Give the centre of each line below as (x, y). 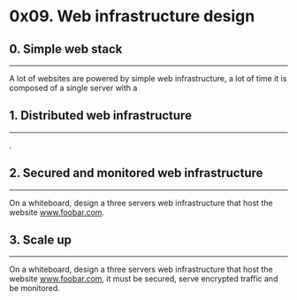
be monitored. (34, 288)
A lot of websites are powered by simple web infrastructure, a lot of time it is (148, 78)
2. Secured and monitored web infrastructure (136, 173)
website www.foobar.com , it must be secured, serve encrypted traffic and (144, 279)
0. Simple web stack (66, 49)
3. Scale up (41, 240)
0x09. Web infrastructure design (132, 16)
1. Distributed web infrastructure (101, 115)
